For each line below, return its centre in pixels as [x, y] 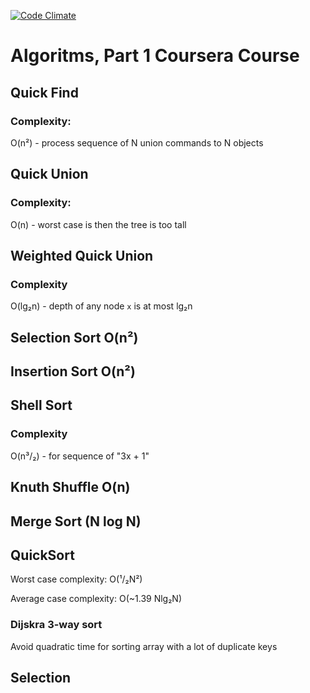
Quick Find [44, 92]
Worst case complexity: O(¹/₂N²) [76, 579]
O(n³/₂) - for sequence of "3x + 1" [80, 456]
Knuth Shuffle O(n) [70, 487]
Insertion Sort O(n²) [73, 371]
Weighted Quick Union [82, 255]
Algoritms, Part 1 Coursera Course [155, 56]
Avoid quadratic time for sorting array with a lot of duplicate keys [144, 646]
